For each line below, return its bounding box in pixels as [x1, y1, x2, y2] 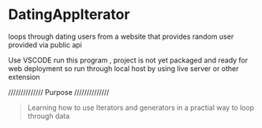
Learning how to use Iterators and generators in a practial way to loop [27, 103, 255, 112]
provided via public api [8, 40, 83, 49]
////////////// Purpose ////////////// [8, 87, 110, 96]
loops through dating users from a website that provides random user [8, 32, 234, 41]
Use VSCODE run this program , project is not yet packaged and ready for [8, 55, 249, 65]
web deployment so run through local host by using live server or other [8, 63, 239, 73]
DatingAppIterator [8, 6, 130, 24]
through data [27, 111, 70, 120]
